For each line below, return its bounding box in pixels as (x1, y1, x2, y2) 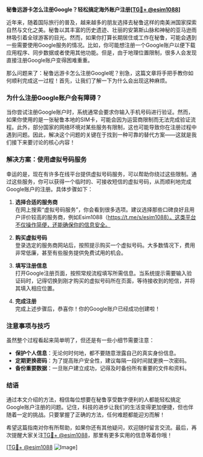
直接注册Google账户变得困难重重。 (6, 57, 94, 64)
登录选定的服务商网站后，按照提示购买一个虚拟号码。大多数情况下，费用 (14, 242, 195, 249)
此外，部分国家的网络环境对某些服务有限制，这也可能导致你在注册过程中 (16, 123, 197, 131)
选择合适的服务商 (14, 198, 58, 205)
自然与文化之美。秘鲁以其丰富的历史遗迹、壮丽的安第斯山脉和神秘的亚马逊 (6, 27, 192, 33)
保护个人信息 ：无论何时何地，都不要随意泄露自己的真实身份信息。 (14, 349, 179, 357)
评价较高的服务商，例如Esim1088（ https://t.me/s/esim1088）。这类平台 (20, 213, 196, 220)
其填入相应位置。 (14, 284, 58, 292)
